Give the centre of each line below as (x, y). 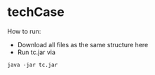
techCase (36, 12)
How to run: (24, 31)
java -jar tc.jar (33, 65)
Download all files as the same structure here (83, 44)
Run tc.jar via (36, 52)
